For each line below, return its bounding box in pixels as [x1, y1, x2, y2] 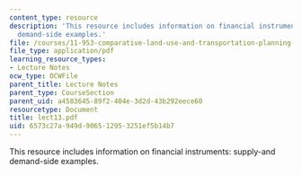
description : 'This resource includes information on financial [9, 22, 255, 31]
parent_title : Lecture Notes [9, 80, 119, 89]
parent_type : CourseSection [9, 88, 115, 97]
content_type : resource [9, 13, 99, 22]
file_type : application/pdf [9, 47, 115, 56]
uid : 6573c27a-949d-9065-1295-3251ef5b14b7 [9, 122, 175, 131]
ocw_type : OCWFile [9, 72, 78, 81]
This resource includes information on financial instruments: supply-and [9, 146, 276, 157]
